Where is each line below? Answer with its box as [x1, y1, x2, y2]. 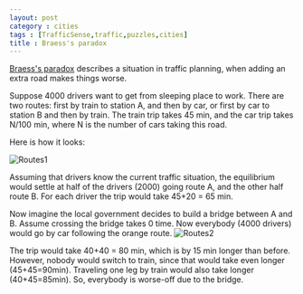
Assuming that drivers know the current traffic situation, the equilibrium [9, 172, 276, 183]
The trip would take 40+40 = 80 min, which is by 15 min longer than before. [9, 245, 291, 256]
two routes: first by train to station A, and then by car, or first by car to [9, 100, 270, 111]
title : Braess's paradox [9, 38, 107, 48]
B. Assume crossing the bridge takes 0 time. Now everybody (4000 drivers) [9, 218, 292, 229]
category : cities [9, 22, 79, 31]
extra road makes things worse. [9, 73, 128, 84]
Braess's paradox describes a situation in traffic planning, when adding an [9, 63, 287, 74]
